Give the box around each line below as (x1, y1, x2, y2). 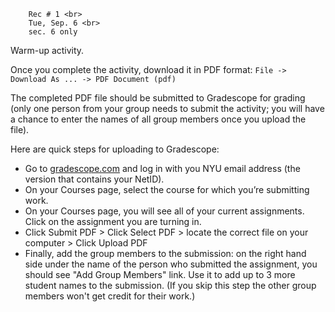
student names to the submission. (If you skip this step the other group (24, 280, 317, 291)
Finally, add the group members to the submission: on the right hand (24, 248, 307, 259)
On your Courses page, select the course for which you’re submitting (24, 184, 310, 195)
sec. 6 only (28, 27, 78, 37)
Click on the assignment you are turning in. (24, 216, 202, 227)
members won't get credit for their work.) (24, 290, 196, 302)
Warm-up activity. (10, 45, 85, 56)
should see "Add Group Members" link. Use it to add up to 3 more (24, 269, 296, 280)
